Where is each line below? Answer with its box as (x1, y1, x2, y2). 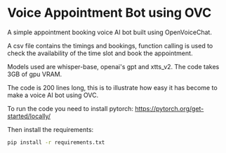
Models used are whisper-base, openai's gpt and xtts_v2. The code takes (7, 62, 220, 71)
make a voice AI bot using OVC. (7, 91, 99, 99)
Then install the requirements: (7, 125, 94, 133)
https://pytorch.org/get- (134, 104, 204, 112)
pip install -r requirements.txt (7, 138, 105, 146)
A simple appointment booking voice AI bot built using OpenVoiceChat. (7, 28, 213, 36)
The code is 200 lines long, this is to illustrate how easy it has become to (7, 83, 218, 92)
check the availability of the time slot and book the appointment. (7, 49, 193, 57)
